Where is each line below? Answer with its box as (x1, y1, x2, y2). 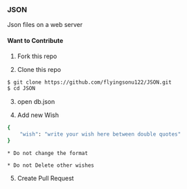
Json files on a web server (7, 21, 83, 29)
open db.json (17, 98, 55, 106)
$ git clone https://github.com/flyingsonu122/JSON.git (7, 78, 172, 86)
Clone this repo (17, 65, 61, 73)
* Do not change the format (7, 150, 89, 156)
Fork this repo (17, 52, 57, 60)
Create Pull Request (17, 174, 74, 182)
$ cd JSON (7, 85, 36, 92)
